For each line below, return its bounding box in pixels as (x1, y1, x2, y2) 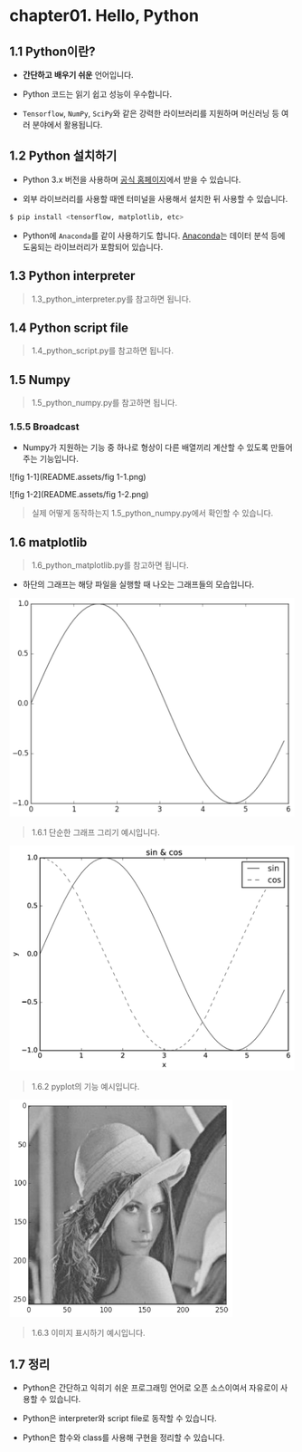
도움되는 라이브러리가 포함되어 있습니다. (22, 241, 164, 252)
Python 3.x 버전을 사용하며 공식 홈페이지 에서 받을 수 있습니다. (22, 174, 241, 185)
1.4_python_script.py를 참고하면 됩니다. (31, 345, 175, 356)
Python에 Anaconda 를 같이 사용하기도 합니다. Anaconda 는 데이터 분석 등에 (22, 230, 286, 241)
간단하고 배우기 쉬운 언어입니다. (22, 70, 134, 80)
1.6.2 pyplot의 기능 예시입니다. (31, 1082, 140, 1092)
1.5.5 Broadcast (9, 420, 80, 433)
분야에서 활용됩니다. (32, 120, 103, 130)
